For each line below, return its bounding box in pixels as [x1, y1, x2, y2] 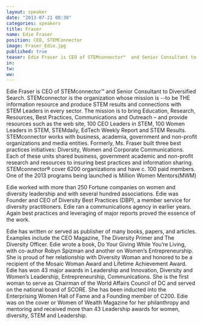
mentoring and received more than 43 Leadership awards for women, [6, 306, 180, 313]
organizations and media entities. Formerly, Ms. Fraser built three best [6, 139, 181, 147]
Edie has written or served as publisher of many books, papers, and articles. [6, 228, 197, 235]
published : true [6, 49, 47, 55]
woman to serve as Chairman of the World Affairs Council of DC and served [6, 279, 196, 287]
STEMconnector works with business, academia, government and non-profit [6, 133, 198, 141]
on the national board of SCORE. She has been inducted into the [6, 286, 167, 293]
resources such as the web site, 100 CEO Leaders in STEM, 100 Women [6, 120, 185, 128]
